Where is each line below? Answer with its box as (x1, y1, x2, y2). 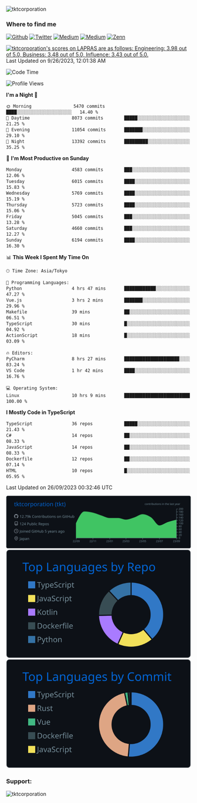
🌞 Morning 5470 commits (6, 103, 106, 110)
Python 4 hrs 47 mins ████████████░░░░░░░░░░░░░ (6, 286, 191, 292)
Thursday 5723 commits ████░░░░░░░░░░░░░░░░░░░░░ (6, 202, 191, 208)
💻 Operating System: (6, 385, 59, 391)
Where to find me (6, 20, 57, 28)
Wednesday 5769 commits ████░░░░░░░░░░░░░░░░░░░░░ (6, 191, 191, 196)
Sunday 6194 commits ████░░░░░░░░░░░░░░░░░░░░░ (6, 238, 191, 243)
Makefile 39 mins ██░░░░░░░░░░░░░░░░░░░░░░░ (6, 309, 191, 315)
